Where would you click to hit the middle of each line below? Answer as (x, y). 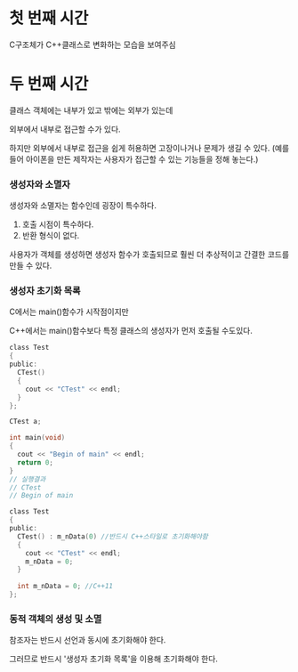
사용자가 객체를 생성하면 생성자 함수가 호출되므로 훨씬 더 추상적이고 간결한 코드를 (149, 255)
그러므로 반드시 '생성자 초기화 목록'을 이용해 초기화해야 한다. (113, 659)
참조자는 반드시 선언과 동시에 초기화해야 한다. (88, 640)
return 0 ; (35, 462)
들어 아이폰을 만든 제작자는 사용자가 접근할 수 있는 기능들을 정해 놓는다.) (134, 159)
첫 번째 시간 (49, 18)
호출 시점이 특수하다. (58, 224)
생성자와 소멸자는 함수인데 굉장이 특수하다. (83, 206)
